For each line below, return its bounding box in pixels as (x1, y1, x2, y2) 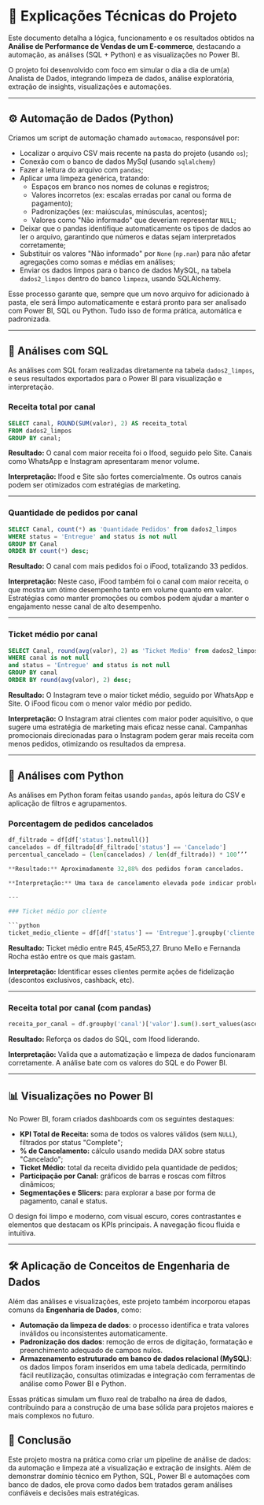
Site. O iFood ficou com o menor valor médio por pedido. (8, 699, 192, 708)
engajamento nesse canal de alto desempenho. (8, 602, 162, 611)
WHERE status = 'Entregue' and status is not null (8, 532, 178, 540)
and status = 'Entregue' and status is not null (8, 662, 170, 669)
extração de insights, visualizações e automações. (8, 82, 171, 91)
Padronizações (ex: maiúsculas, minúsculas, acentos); (31, 206, 207, 216)
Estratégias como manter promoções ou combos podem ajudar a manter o (8, 594, 250, 603)
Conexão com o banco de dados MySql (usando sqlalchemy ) (19, 157, 216, 166)
